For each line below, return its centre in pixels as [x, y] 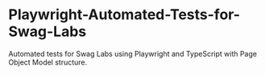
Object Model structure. [48, 62]
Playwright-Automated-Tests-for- [124, 15]
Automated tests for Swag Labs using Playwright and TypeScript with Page [133, 53]
